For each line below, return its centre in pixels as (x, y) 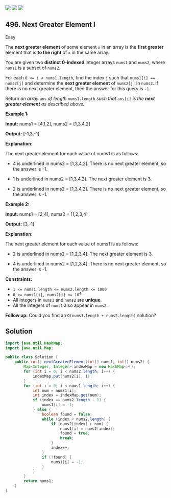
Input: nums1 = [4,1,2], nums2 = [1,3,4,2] (48, 123)
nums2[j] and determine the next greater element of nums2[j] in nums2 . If (82, 83)
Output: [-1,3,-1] (22, 134)
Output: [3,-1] (20, 224)
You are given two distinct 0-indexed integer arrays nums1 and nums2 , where (85, 62)
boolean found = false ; (67, 414)
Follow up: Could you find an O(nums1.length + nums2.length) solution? (81, 315)
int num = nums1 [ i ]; (54, 390)
